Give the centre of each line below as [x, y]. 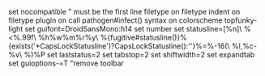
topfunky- [241, 20]
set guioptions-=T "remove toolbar [66, 63]
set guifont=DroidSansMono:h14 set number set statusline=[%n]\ [133, 29]
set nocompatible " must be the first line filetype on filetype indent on [124, 12]
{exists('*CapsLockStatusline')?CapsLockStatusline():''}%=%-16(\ [119, 46]
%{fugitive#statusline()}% [144, 37]
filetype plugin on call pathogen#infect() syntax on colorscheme [115, 20]
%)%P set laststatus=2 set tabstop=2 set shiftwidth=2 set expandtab [139, 55]
